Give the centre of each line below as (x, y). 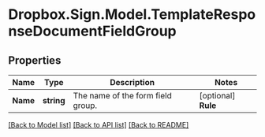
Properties (35, 60)
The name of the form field (122, 96)
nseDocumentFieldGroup (93, 31)
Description (132, 82)
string (54, 100)
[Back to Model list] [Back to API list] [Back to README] (99, 125)
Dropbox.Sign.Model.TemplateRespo (132, 15)
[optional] (217, 96)
